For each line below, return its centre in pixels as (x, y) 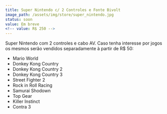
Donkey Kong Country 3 (38, 74)
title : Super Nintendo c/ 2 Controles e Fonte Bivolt (63, 10)
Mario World (25, 58)
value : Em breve (22, 24)
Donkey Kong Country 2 (38, 69)
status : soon (19, 19)
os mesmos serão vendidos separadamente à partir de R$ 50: (69, 49)
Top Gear (22, 96)
